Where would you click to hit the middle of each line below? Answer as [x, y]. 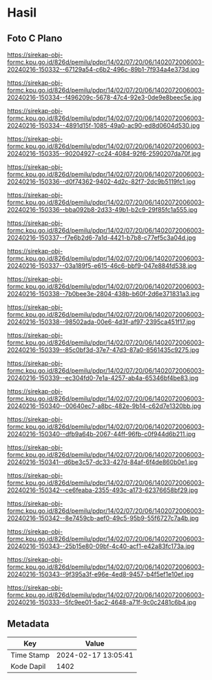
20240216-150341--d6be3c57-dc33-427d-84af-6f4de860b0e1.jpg [103, 462]
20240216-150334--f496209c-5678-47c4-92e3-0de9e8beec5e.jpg [104, 97]
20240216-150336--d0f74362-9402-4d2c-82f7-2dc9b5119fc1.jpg [102, 182]
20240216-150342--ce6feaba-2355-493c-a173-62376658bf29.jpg [103, 490]
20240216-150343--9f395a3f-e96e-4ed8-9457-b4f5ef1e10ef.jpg [100, 574]
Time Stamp [30, 655]
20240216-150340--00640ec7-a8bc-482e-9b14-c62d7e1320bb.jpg [104, 406]
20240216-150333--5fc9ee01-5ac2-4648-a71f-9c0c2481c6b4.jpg [102, 602]
